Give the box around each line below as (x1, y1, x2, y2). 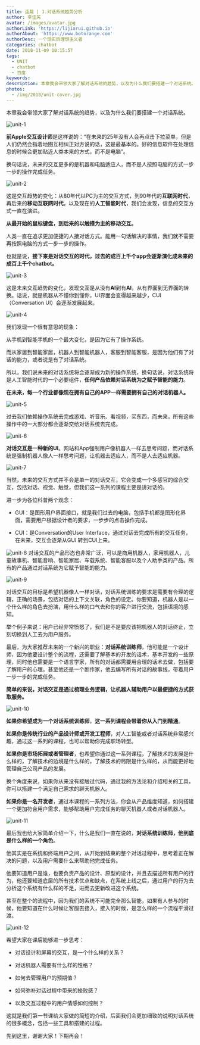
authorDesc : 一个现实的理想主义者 (6, 36, 83, 42)
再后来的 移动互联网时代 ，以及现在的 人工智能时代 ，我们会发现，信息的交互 (6, 199, 189, 207)
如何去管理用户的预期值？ (14, 974, 78, 981)
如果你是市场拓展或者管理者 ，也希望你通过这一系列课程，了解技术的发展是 (6, 750, 189, 757)
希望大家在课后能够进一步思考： (6, 936, 85, 943)
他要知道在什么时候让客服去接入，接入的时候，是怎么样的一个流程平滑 (16, 904, 189, 912)
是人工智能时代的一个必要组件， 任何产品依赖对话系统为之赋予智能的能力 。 (6, 376, 189, 383)
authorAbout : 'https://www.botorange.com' (6, 31, 113, 37)
